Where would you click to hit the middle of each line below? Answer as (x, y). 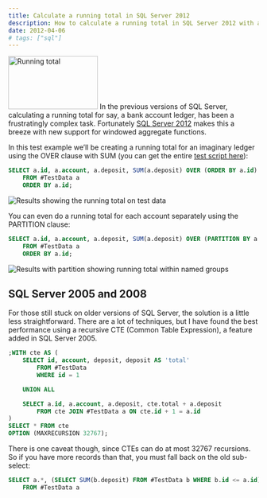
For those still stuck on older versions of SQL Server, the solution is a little (129, 313)
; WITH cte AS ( (33, 353)
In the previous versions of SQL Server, (163, 107)
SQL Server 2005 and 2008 (77, 294)
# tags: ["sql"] (35, 38)
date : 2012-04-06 (37, 30)
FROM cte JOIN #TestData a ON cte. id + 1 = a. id (119, 411)
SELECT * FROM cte (39, 426)
